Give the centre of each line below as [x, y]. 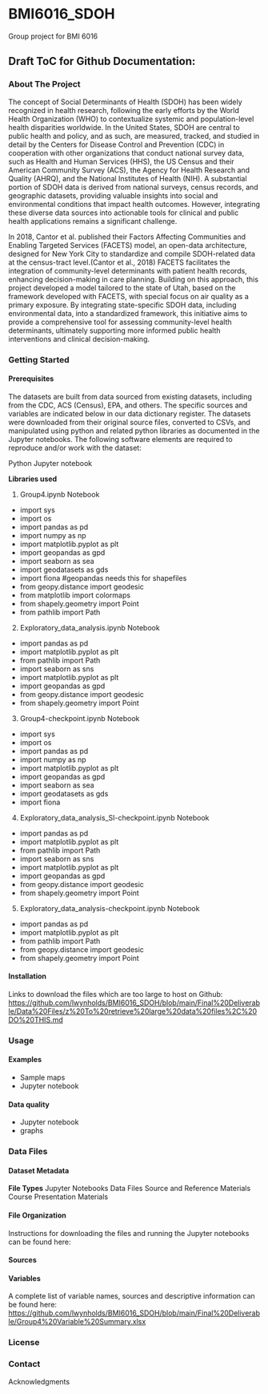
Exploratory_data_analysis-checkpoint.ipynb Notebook [110, 908]
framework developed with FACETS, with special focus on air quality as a [129, 296]
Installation [27, 976]
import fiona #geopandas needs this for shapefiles [103, 577]
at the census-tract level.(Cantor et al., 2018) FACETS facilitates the [119, 262]
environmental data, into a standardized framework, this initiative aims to [128, 313]
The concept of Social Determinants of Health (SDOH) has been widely [125, 102]
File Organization [37, 1215]
